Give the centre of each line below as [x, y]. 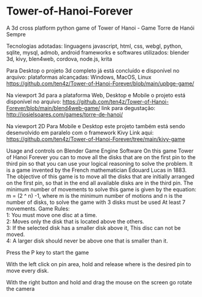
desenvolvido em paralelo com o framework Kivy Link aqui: [80, 132]
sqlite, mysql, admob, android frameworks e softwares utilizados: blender [98, 52]
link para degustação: [128, 108]
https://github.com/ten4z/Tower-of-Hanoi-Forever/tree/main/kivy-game [96, 139]
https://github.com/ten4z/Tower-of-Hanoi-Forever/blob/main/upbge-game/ [100, 83]
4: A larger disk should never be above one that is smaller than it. [87, 241]
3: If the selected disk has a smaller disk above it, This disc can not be [94, 227]
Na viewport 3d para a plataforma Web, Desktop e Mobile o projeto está [96, 95]
